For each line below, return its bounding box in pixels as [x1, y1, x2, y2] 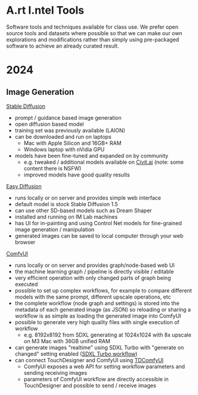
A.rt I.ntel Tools [6, 4, 85, 17]
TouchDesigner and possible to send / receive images [23, 382, 156, 389]
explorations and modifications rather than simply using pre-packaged [6, 36, 180, 43]
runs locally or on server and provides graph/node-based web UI [14, 262, 175, 269]
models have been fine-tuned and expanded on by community [14, 152, 169, 159]
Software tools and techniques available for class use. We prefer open [6, 23, 179, 30]
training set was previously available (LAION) [14, 126, 125, 134]
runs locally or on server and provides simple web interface [14, 194, 162, 201]
